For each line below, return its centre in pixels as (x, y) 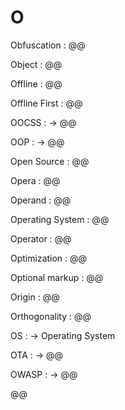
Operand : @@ (41, 200)
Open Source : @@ (50, 161)
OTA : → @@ (37, 355)
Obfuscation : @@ (48, 45)
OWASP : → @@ (44, 374)
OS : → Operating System (63, 335)
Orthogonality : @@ (51, 316)
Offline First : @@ (46, 103)
